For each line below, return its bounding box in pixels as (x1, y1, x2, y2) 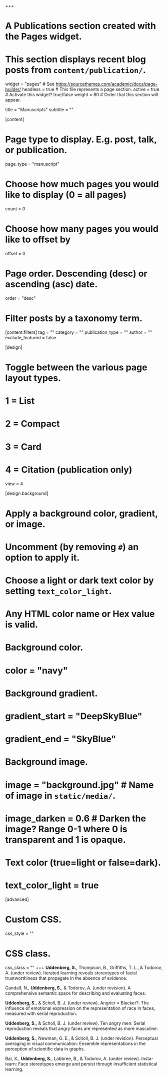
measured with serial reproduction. (5, 1010, 77, 1016)
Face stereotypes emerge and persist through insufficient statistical (18, 1060, 157, 1066)
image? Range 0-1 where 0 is (5, 823, 127, 835)
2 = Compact (5, 418, 60, 429)
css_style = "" (5, 930, 34, 936)
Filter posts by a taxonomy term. (5, 313, 142, 324)
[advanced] (5, 896, 29, 902)
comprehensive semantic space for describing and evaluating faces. (5, 990, 146, 996)
